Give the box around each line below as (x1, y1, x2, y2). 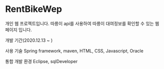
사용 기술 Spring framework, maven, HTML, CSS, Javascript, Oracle (5, 48, 143, 54)
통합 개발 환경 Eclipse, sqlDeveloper (5, 58, 78, 64)
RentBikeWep (5, 3, 62, 15)
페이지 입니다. (5, 26, 32, 33)
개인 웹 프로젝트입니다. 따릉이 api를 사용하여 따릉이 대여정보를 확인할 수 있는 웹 (5, 20, 159, 26)
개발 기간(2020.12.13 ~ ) (5, 37, 53, 43)
